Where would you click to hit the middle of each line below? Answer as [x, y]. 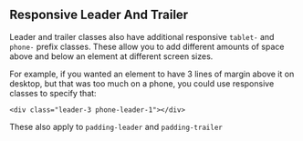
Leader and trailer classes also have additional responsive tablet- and [142, 36]
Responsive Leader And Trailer [99, 15]
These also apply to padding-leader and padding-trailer [116, 126]
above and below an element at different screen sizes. [111, 56]
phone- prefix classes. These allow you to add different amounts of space [147, 46]
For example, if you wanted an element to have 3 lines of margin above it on [152, 74]
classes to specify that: [53, 93]
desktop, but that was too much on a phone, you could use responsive [142, 83]
